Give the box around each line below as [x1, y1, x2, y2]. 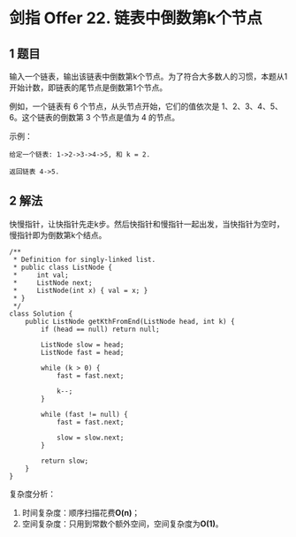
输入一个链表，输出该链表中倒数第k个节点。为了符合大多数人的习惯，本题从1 [9, 72, 288, 81]
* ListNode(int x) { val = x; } [12, 286, 148, 295]
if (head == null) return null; [41, 325, 161, 334]
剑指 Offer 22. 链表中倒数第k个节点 [9, 8, 263, 28]
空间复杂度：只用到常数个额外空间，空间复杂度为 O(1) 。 [21, 518, 224, 529]
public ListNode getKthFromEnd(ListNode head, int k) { [25, 317, 236, 326]
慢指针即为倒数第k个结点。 [9, 229, 107, 240]
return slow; [41, 456, 89, 465]
